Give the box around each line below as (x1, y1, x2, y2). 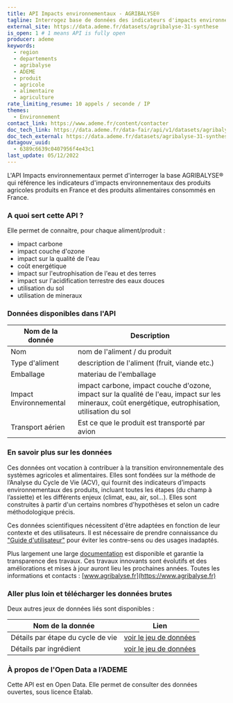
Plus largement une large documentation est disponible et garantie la (7, 549, 204, 557)
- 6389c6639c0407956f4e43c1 (13, 146, 95, 153)
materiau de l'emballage (77, 369, 156, 379)
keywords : (7, 42, 36, 49)
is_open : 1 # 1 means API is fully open (7, 29, 126, 37)
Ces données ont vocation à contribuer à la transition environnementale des (7, 463, 224, 472)
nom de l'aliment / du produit (77, 347, 172, 357)
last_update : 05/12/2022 (7, 152, 79, 160)
